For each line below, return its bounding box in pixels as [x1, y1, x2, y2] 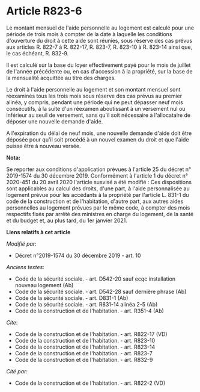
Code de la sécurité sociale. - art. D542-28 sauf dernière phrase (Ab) [14, 288, 187, 295]
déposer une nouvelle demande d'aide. [6, 117, 103, 125]
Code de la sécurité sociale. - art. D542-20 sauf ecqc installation [14, 275, 176, 282]
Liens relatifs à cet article [6, 228, 71, 235]
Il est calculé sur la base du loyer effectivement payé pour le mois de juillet [6, 61, 191, 69]
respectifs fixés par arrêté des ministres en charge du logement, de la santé [6, 210, 194, 217]
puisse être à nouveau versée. [6, 142, 81, 149]
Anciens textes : [6, 263, 45, 270]
